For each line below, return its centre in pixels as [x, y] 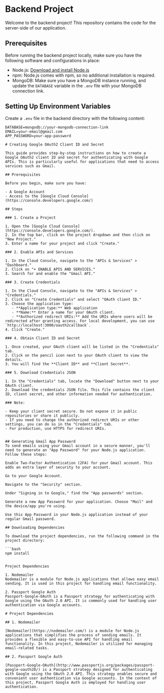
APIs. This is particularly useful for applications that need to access [82, 162]
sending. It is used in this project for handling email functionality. [81, 583]
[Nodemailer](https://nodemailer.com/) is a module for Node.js [72, 631]
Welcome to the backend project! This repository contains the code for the [81, 23]
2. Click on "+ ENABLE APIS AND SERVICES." [50, 269]
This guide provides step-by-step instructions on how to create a [76, 153]
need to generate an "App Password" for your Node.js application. [76, 450]
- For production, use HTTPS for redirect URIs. [56, 428]
